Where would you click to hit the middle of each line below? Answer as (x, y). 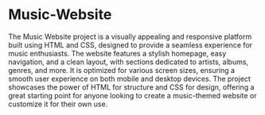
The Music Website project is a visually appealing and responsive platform (130, 36)
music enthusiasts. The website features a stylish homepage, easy (117, 53)
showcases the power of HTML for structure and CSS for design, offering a (131, 87)
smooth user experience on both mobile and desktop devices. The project (129, 79)
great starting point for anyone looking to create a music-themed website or (132, 95)
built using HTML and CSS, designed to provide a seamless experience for (131, 44)
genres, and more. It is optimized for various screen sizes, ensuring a (122, 70)
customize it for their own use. (58, 104)
